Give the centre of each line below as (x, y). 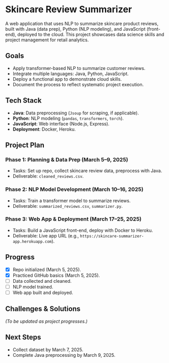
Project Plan (25, 145)
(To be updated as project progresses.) (47, 321)
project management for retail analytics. (47, 40)
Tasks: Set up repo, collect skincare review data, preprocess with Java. (87, 171)
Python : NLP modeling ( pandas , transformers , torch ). (68, 118)
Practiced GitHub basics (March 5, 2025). (56, 275)
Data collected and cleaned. (42, 281)
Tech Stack (23, 101)
